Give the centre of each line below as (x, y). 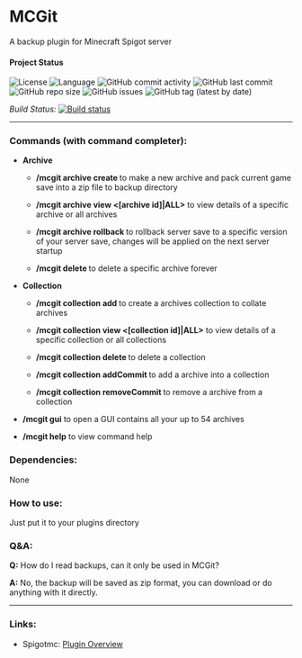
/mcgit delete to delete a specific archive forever (126, 268)
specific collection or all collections (101, 340)
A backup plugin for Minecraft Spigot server (91, 41)
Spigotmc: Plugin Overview (72, 644)
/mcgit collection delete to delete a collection (120, 357)
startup (49, 251)
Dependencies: (44, 460)
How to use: (36, 503)
